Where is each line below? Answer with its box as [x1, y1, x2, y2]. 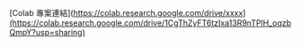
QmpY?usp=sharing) [9, 27, 85, 37]
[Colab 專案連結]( [9, 8, 74, 18]
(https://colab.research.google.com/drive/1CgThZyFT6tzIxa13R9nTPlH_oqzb [9, 18, 292, 28]
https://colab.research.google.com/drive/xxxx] [73, 8, 246, 18]
